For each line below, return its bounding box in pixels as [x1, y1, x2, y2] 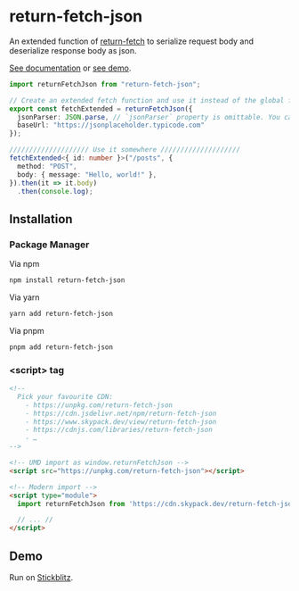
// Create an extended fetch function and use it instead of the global [9, 96, 285, 104]
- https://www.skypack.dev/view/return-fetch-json [25, 417, 217, 426]
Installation [9, 212, 73, 227]
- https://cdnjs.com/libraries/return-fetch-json [25, 426, 214, 435]
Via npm [9, 259, 40, 270]
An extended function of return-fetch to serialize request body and [9, 36, 255, 46]
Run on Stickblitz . [9, 571, 74, 582]
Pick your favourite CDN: [17, 392, 114, 401]
